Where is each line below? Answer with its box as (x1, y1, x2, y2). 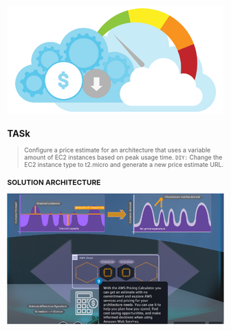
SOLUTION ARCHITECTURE (7, 177, 101, 187)
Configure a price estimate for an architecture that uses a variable (23, 146, 211, 154)
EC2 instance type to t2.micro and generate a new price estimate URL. (23, 161, 224, 168)
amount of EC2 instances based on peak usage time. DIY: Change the (23, 153, 223, 161)
